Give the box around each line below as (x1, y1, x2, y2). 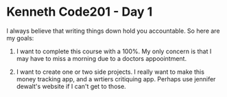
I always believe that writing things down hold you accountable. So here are (6, 27, 220, 35)
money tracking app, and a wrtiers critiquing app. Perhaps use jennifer (16, 74, 216, 83)
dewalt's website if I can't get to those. (16, 82, 126, 90)
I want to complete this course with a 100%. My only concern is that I (16, 47, 212, 55)
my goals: (6, 33, 34, 42)
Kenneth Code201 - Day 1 (6, 4, 153, 20)
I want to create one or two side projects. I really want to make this (16, 68, 205, 76)
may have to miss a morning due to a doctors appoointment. (16, 54, 187, 62)
